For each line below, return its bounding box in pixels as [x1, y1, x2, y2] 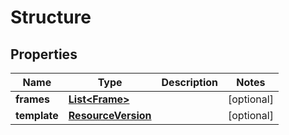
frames [15, 92, 51, 106]
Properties [10, 46, 78, 63]
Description [161, 76, 218, 89]
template [15, 109, 59, 122]
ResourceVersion [68, 109, 152, 122]
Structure [10, 6, 92, 29]
